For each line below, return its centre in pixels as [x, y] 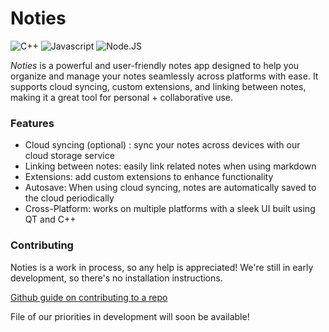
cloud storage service [69, 156]
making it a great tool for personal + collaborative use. [122, 97]
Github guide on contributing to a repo [89, 297]
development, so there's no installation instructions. [116, 278]
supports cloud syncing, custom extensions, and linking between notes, [158, 86]
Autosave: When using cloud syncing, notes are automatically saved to [170, 188]
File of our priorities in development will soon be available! [130, 316]
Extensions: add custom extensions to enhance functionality [149, 177]
